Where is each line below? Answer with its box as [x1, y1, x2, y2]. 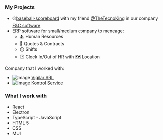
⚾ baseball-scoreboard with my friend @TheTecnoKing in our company [12, 15, 158, 21]
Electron [12, 109, 30, 115]
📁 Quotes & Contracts [19, 41, 65, 47]
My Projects [5, 4, 35, 11]
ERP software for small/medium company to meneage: [12, 28, 124, 34]
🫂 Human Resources [19, 34, 64, 40]
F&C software [12, 23, 41, 29]
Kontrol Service [31, 80, 63, 86]
